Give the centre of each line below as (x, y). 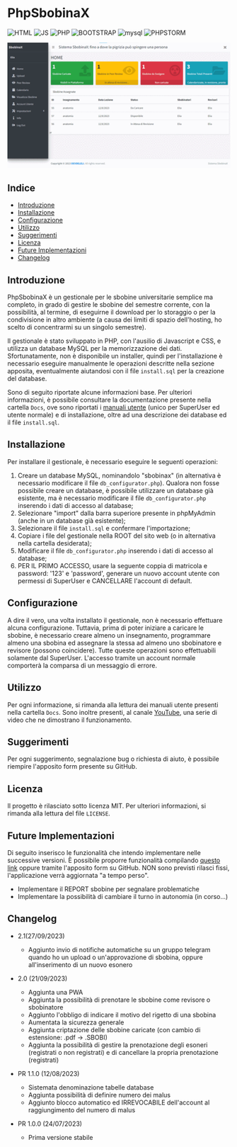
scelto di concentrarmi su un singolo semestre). (77, 327)
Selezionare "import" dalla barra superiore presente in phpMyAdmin (116, 513)
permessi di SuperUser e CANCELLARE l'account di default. (105, 581)
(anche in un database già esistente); (71, 520)
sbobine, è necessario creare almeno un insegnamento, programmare (109, 635)
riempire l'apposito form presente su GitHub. (73, 767)
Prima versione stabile (60, 1137)
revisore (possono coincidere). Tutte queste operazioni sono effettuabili (112, 650)
